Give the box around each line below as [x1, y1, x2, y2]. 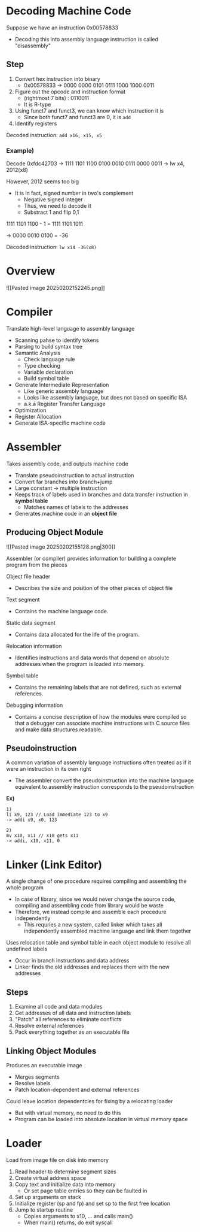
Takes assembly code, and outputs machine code [6, 460, 128, 467]
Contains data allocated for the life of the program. [14, 631, 140, 638]
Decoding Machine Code [6, 4, 131, 18]
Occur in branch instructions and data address [14, 957, 130, 964]
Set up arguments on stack [14, 1193, 82, 1200]
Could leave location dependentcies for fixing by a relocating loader [6, 1098, 173, 1105]
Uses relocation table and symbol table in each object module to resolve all [6, 939, 191, 946]
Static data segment [6, 619, 56, 626]
